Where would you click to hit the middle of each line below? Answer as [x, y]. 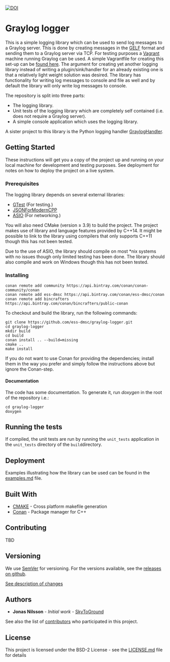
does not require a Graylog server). [49, 116]
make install [19, 349]
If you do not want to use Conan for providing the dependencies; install [80, 358]
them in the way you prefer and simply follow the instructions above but [80, 364]
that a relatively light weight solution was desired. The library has [73, 75]
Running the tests [34, 427]
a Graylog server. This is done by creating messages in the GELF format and [85, 48]
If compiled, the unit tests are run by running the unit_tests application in [82, 439]
